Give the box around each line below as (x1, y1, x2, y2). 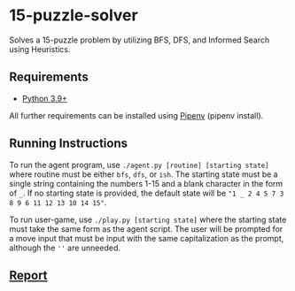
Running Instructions (9, 136, 128, 151)
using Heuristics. (9, 43, 71, 54)
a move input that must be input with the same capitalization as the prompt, (9, 233, 284, 243)
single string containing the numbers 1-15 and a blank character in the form (9, 178, 283, 188)
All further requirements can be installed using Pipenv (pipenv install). (9, 110, 264, 120)
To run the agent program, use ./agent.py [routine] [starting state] (9, 159, 269, 170)
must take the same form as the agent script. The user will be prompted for (9, 223, 283, 234)
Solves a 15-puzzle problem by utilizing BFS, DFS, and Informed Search (9, 34, 270, 45)
